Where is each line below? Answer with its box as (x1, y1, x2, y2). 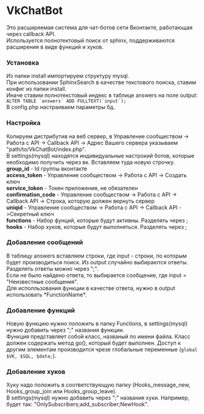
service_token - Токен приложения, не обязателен (6, 184, 138, 192)
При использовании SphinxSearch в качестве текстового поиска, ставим (6, 79, 197, 86)
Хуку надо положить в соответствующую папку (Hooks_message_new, (6, 381, 191, 388)
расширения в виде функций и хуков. (6, 43, 104, 51)
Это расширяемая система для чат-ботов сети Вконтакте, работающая (6, 24, 193, 31)
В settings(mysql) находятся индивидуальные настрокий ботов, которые (6, 152, 195, 159)
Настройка (6, 119, 41, 127)
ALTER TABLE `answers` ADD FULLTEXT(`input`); (6, 98, 127, 104)
